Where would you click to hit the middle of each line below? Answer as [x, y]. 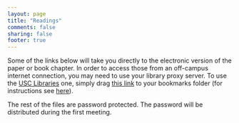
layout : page [27, 14]
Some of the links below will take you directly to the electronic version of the [119, 60]
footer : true [27, 41]
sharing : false [30, 34]
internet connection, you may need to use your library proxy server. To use [117, 76]
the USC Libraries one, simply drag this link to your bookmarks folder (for [115, 83]
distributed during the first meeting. [60, 112]
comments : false [31, 27]
